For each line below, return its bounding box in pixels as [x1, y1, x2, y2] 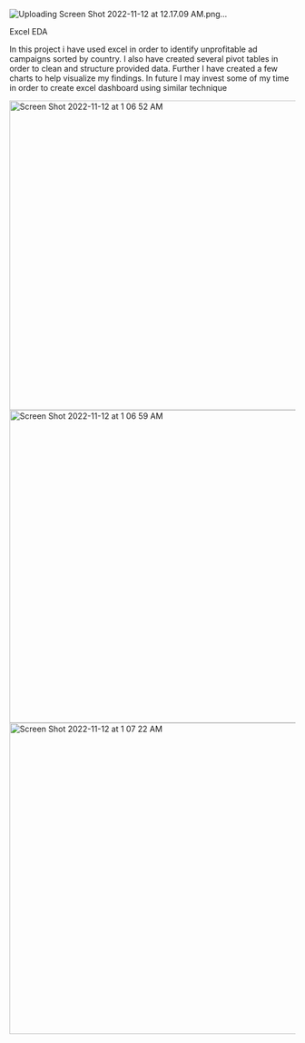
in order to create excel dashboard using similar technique [9, 83, 228, 93]
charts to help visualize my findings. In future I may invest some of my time [9, 73, 290, 84]
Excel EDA [9, 26, 48, 36]
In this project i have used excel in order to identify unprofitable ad [9, 44, 258, 55]
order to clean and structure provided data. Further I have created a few [9, 64, 279, 74]
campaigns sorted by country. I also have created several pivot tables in [9, 54, 279, 64]
